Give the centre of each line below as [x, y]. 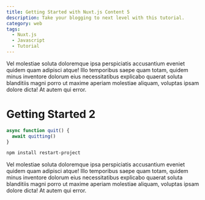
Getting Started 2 [51, 114]
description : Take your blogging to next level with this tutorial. [95, 18]
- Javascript [28, 40]
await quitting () [34, 136]
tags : [13, 29]
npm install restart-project [43, 153]
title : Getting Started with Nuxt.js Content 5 [68, 12]
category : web [24, 23]
